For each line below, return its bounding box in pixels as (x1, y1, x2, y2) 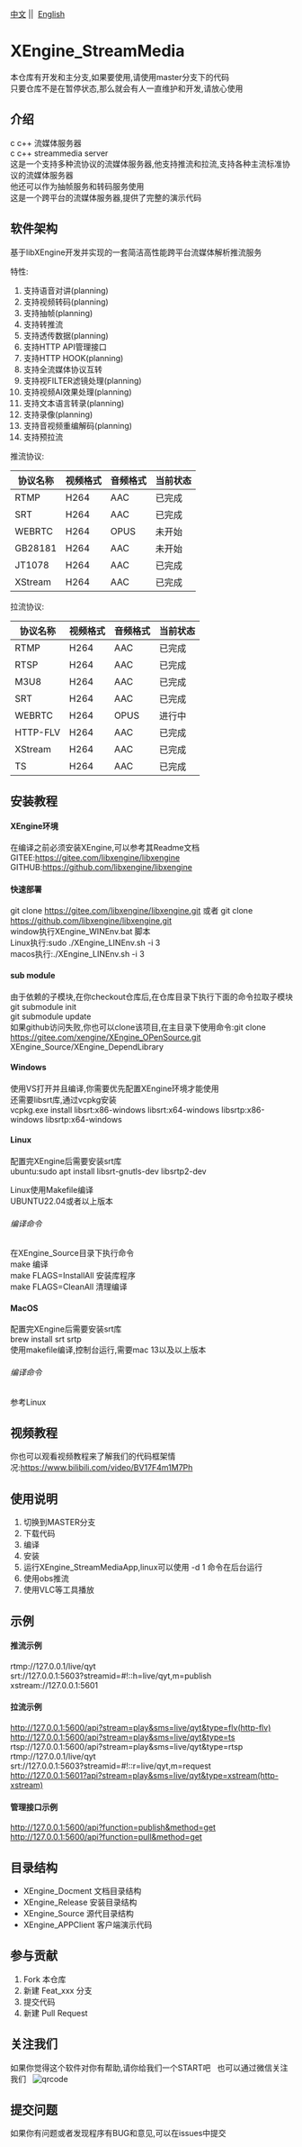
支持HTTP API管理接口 (22, 341, 107, 352)
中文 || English (10, 9, 66, 19)
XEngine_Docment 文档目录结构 (22, 1886, 142, 1897)
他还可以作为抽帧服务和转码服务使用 (10, 180, 145, 192)
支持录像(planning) (22, 409, 93, 420)
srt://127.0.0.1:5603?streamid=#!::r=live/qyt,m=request (10, 1760, 212, 1771)
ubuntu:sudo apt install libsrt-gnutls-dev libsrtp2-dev (10, 1166, 207, 1177)
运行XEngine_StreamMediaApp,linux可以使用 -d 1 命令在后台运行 (22, 1562, 263, 1573)
